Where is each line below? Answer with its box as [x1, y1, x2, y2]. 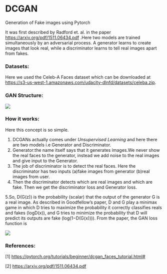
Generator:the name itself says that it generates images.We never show [12, 147, 160, 153]
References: [5, 242, 36, 249]
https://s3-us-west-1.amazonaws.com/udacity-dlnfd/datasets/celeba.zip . [5, 79, 156, 85]
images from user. [12, 173, 50, 180]
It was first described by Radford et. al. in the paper [5, 29, 111, 35]
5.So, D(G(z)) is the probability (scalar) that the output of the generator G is [5, 194, 160, 200]
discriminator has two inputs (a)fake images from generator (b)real [12, 168, 150, 174]
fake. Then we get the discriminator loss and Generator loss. [12, 184, 137, 190]
